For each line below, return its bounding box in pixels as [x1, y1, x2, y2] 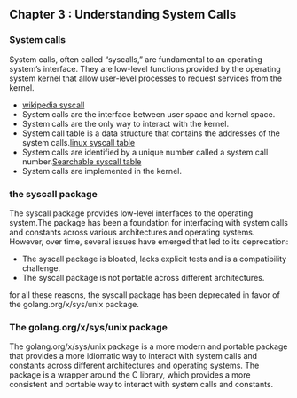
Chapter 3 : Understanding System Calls [9, 7, 237, 22]
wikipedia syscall [21, 99, 85, 110]
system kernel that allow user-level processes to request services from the [9, 73, 282, 84]
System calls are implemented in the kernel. [21, 165, 182, 176]
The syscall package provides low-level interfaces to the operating [9, 208, 254, 219]
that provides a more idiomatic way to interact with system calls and [9, 351, 258, 362]
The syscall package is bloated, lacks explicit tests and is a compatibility [21, 253, 287, 264]
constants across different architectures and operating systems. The [9, 360, 260, 371]
